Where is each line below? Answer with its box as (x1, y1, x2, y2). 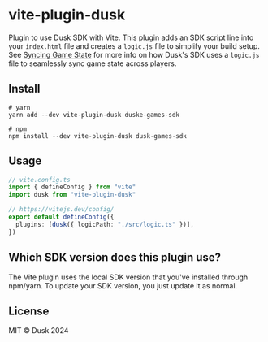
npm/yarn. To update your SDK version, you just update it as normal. (8, 280, 238, 290)
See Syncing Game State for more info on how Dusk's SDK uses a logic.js (8, 50, 260, 59)
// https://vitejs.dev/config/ (8, 206, 115, 214)
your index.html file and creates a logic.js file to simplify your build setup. (8, 41, 260, 50)
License (8, 304, 50, 318)
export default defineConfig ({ (8, 213, 115, 221)
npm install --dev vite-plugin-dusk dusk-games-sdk (8, 132, 187, 140)
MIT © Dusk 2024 (8, 326, 69, 336)
